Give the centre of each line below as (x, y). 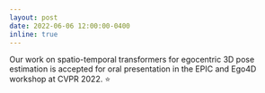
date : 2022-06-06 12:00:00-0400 (70, 26)
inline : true (34, 34)
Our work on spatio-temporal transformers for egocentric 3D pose (132, 60)
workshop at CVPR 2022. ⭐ (60, 79)
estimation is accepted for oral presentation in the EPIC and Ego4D (133, 69)
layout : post (34, 17)
